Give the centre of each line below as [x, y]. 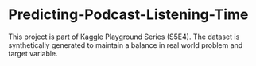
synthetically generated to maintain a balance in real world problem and [126, 45]
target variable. [33, 53]
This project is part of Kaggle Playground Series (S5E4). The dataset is [124, 37]
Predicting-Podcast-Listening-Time [128, 15]
